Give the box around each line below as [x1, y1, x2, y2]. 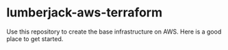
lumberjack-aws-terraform [6, 5, 163, 21]
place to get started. [6, 34, 64, 42]
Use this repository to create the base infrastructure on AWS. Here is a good [6, 27, 222, 36]
